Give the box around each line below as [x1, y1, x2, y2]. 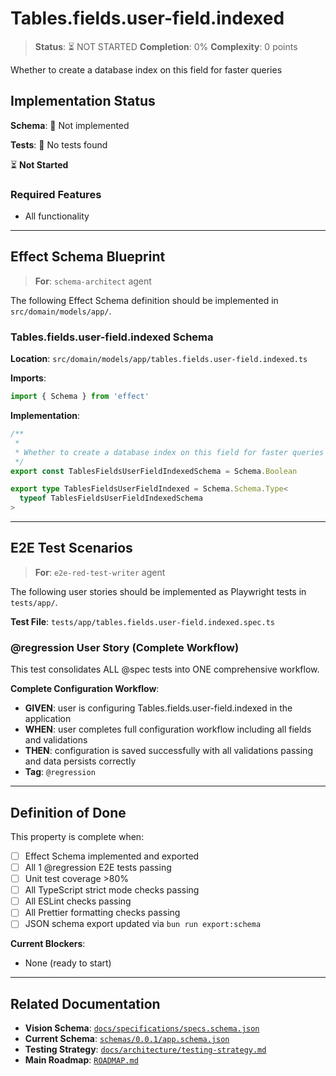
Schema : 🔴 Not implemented [10, 119, 130, 131]
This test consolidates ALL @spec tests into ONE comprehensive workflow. [10, 663, 320, 676]
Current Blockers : [10, 938, 86, 950]
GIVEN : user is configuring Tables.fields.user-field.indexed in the [24, 702, 293, 714]
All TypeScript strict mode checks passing [24, 884, 200, 896]
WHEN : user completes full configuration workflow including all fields [24, 723, 312, 736]
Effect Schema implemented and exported [24, 850, 200, 862]
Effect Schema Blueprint [10, 248, 166, 266]
